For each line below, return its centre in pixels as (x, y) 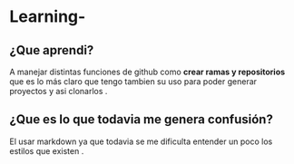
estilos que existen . (47, 150)
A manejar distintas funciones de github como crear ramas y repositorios (147, 72)
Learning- (48, 17)
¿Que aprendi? (52, 50)
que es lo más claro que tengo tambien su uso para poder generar (133, 82)
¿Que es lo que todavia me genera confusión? (142, 120)
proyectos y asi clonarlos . (59, 91)
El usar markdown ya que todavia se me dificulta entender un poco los (141, 141)
